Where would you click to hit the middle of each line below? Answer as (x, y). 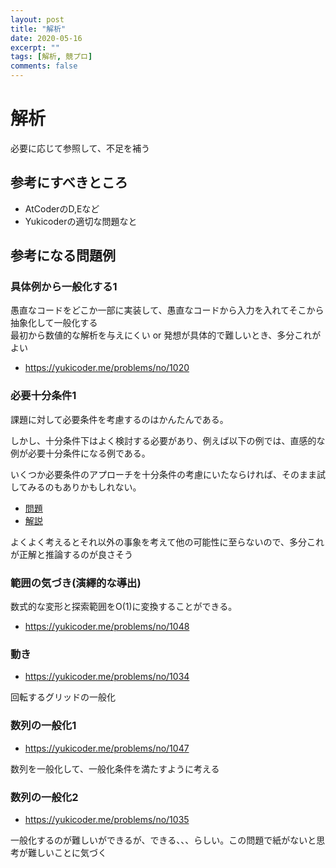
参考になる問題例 (63, 256)
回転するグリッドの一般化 (63, 697)
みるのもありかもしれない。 (84, 487)
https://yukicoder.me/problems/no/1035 (107, 819)
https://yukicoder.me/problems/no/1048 (107, 627)
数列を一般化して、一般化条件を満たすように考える (115, 768)
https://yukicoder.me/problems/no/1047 (107, 748)
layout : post (37, 19)
